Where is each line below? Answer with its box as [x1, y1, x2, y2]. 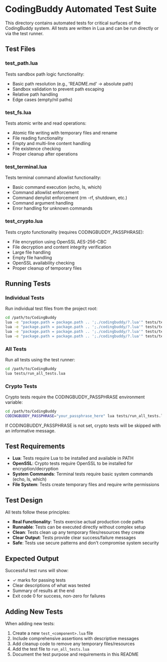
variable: [5, 399, 23, 405]
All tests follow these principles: [5, 509, 71, 515]
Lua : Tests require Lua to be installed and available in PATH [12, 455, 134, 461]
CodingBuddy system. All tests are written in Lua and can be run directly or [5, 25, 159, 31]
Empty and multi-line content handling [12, 140, 91, 146]
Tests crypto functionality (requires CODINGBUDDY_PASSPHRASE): [5, 229, 144, 235]
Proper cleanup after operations [12, 150, 78, 157]
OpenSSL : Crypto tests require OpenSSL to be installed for [12, 460, 133, 466]
